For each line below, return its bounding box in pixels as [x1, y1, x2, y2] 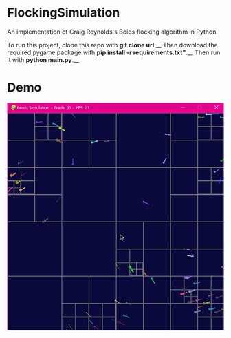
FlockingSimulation [7, 5, 120, 21]
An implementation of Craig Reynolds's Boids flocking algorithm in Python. [7, 28, 219, 36]
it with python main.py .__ [7, 55, 80, 63]
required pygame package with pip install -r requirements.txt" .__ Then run [7, 48, 221, 56]
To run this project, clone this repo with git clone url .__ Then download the [7, 41, 218, 49]
